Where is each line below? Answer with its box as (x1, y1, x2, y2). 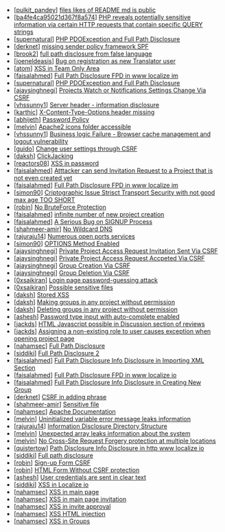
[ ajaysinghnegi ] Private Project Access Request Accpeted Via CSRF (13, 254, 205, 262)
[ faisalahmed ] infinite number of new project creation (13, 210, 165, 219)
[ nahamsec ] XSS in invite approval (13, 502, 111, 511)
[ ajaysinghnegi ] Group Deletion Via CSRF (13, 269, 130, 277)
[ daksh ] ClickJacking (13, 152, 74, 160)
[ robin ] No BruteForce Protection (13, 203, 106, 211)
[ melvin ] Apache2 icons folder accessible (13, 123, 132, 131)
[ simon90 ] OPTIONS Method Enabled (13, 240, 120, 247)
